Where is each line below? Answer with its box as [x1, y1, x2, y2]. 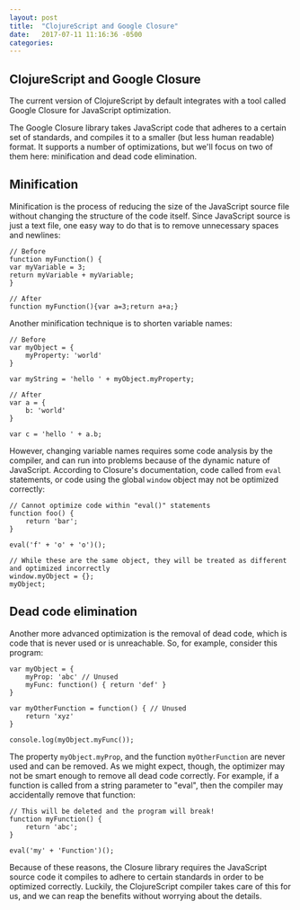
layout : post [9, 13, 58, 22]
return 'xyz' [25, 711, 75, 720]
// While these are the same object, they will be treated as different [9, 556, 287, 565]
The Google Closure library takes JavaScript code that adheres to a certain [9, 122, 287, 133]
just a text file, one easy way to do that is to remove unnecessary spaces [9, 219, 279, 230]
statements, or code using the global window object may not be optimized [9, 474, 279, 485]
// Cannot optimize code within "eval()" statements [9, 501, 211, 510]
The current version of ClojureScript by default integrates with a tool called [9, 95, 287, 106]
